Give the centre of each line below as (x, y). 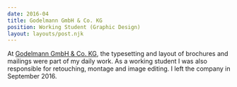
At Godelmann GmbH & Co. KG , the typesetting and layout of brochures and (118, 54)
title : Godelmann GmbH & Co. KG (55, 21)
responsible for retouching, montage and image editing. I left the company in (119, 69)
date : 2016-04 (28, 14)
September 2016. (32, 76)
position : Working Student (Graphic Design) (74, 27)
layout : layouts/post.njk (45, 34)
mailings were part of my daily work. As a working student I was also (107, 62)
